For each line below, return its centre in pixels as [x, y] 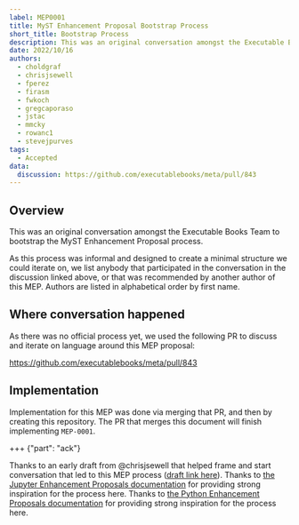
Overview [37, 210]
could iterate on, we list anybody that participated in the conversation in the [148, 268]
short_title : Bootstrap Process [69, 34]
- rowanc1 [35, 133]
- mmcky [32, 125]
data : [19, 166]
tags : [19, 149]
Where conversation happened [97, 315]
